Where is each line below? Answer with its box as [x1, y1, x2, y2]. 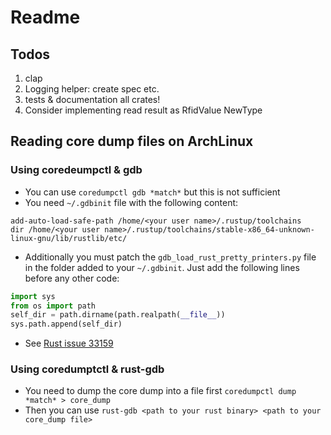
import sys [10, 291, 56, 301]
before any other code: [24, 272, 120, 284]
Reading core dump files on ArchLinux [10, 133, 254, 150]
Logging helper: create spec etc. [24, 83, 160, 95]
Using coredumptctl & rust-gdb [10, 362, 165, 376]
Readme [10, 6, 81, 29]
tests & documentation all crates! [24, 94, 161, 105]
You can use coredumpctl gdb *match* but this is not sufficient [24, 186, 281, 198]
